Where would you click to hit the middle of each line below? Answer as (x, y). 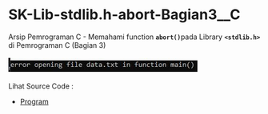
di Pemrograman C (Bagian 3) (57, 45)
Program (34, 101)
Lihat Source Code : (41, 86)
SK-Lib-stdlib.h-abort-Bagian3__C (124, 15)
